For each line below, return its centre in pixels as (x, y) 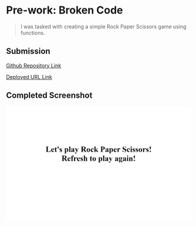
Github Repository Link (34, 65)
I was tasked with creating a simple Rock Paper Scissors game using (103, 26)
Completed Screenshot (49, 96)
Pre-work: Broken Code (65, 10)
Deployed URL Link (29, 77)
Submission (28, 51)
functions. (33, 32)
